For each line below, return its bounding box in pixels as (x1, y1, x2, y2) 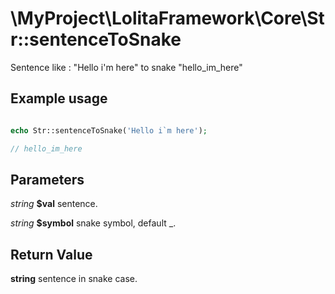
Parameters (10, 171, 85, 188)
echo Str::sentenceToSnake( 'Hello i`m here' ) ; (10, 125, 208, 136)
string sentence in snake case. (10, 273, 138, 285)
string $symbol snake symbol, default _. (10, 217, 177, 229)
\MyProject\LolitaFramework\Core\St (10, 7, 325, 30)
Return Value (10, 246, 93, 263)
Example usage (10, 90, 108, 107)
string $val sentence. (10, 198, 98, 210)
